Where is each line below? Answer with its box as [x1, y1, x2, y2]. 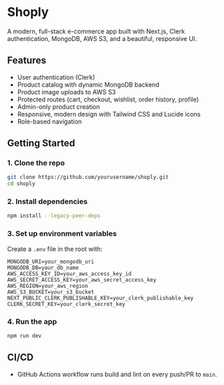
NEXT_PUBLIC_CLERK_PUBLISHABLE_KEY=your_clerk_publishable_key [7, 294, 194, 302]
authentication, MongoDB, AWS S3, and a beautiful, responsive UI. [7, 34, 198, 42]
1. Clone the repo [7, 158, 65, 168]
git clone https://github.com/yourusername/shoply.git [7, 174, 169, 181]
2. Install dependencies [7, 197, 88, 207]
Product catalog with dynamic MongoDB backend [17, 80, 160, 89]
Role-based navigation [17, 117, 82, 126]
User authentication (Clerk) [17, 73, 96, 81]
